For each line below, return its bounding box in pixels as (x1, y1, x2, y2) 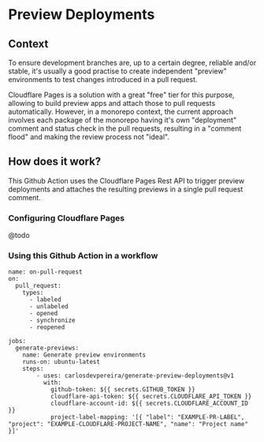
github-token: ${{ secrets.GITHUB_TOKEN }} (50, 386, 195, 394)
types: (22, 289, 44, 297)
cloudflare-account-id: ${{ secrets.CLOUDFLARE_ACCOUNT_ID (50, 399, 248, 408)
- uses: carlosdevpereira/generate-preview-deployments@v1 (36, 372, 235, 380)
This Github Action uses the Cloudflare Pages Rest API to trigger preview (8, 176, 245, 185)
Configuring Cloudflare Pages (8, 212, 125, 223)
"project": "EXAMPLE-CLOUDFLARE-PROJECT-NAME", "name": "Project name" (8, 421, 248, 429)
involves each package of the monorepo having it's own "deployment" (8, 115, 237, 124)
